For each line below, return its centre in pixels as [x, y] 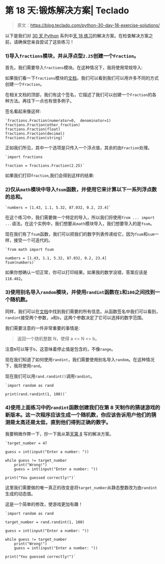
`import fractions [24, 157]
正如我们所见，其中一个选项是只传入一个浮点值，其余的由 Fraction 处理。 [79, 148]
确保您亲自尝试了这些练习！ [46, 42]
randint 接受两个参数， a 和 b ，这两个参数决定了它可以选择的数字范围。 [76, 317]
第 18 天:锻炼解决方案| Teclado [67, 11]
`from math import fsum [30, 249]
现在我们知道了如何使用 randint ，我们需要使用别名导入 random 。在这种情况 [80, 359]
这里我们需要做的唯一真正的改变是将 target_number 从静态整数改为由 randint [81, 488]
